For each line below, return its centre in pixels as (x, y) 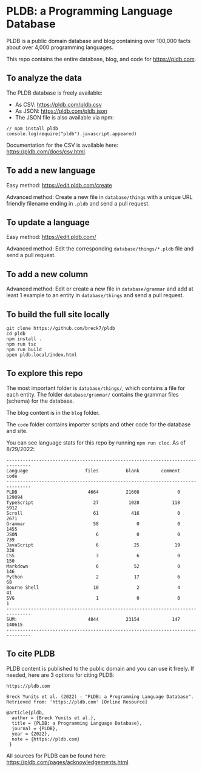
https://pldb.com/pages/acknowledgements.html (67, 762)
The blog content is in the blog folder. (53, 412)
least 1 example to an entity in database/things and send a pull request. (95, 295)
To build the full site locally (58, 314)
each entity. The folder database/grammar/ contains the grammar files (93, 394)
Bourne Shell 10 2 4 (93, 587)
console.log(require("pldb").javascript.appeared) (72, 134)
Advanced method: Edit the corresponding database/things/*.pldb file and (100, 249)
